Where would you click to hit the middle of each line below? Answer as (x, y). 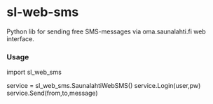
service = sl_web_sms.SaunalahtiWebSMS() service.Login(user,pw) (104, 86)
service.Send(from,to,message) (53, 93)
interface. (20, 38)
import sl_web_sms (34, 72)
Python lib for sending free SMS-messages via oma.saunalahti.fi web (106, 31)
